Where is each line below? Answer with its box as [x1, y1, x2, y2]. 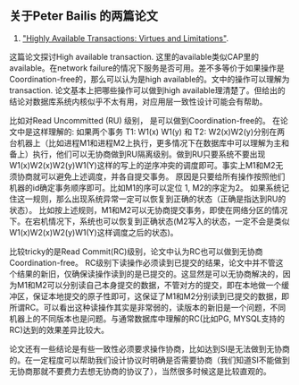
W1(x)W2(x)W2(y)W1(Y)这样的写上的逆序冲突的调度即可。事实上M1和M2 [9, 159, 276, 170]
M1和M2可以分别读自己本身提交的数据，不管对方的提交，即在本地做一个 [16, 279, 282, 290]
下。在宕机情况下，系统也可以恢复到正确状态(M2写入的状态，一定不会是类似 [9, 216, 290, 227]
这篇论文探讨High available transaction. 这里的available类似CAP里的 [9, 51, 260, 62]
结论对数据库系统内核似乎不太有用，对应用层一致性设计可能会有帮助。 [9, 96, 268, 107]
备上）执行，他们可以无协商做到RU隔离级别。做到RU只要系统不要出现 [9, 149, 266, 159]
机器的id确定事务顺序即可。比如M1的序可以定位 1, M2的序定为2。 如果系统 [9, 182, 282, 192]
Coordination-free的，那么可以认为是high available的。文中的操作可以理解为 [9, 73, 290, 84]
